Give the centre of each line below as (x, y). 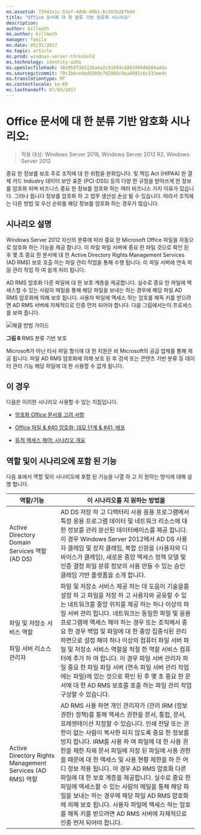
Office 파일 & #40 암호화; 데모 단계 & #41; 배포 (70, 427)
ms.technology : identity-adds (44, 62)
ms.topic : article (29, 51)
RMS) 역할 (23, 779)
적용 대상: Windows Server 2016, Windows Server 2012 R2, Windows (105, 154)
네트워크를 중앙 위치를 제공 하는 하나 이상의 (125, 604)
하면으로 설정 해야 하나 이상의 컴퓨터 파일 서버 (121, 641)
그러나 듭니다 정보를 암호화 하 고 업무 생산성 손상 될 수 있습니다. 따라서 (96, 196)
